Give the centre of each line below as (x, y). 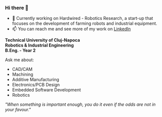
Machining (23, 74)
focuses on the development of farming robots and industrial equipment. (85, 23)
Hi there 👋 (17, 8)
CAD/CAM (22, 69)
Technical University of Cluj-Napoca (42, 40)
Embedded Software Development (46, 90)
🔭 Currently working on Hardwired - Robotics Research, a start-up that (82, 18)
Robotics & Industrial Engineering (40, 45)
